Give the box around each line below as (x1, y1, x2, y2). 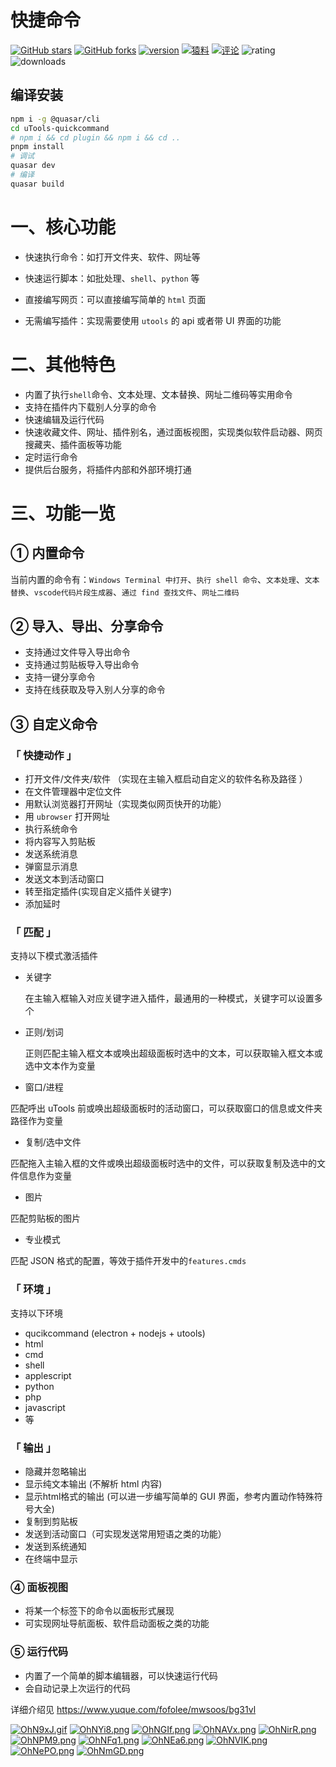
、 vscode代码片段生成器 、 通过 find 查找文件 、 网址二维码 (24, 586, 240, 598)
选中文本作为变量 (24, 1060, 96, 1072)
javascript (24, 1401, 66, 1413)
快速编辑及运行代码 (24, 413, 105, 425)
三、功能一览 (10, 502, 117, 525)
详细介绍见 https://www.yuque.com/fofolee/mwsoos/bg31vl (10, 1703, 257, 1715)
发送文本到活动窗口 (24, 873, 105, 885)
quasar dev (10, 161, 56, 171)
